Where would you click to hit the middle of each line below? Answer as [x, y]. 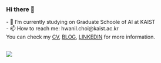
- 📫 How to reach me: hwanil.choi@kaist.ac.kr [62, 29]
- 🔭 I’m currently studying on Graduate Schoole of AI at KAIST [81, 22]
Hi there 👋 [21, 9]
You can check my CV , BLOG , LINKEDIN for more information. [81, 37]
